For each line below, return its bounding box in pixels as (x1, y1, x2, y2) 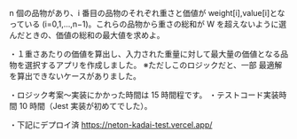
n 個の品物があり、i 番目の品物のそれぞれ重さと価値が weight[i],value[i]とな (9, 8, 285, 18)
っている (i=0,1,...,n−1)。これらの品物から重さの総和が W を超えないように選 (9, 19, 286, 29)
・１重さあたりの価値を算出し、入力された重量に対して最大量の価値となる (9, 49, 281, 59)
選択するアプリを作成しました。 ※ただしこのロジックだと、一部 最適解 (24, 60, 283, 70)
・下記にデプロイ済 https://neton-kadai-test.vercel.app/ (9, 120, 213, 130)
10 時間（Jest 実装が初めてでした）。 (19, 101, 152, 111)
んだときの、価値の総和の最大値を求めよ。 (9, 30, 165, 40)
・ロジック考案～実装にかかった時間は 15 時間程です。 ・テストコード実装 (9, 89, 279, 100)
